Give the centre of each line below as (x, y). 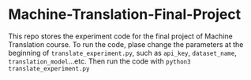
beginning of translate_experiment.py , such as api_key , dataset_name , (122, 53)
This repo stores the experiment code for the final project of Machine (120, 36)
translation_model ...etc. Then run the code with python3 (99, 61)
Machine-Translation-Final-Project (125, 15)
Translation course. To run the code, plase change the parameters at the (126, 44)
